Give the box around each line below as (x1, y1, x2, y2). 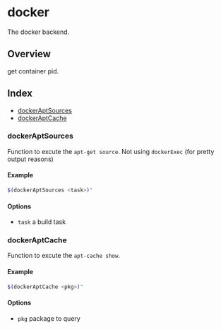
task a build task (17, 218, 66, 226)
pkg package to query (17, 314, 81, 322)
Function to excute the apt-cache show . (7, 252, 120, 260)
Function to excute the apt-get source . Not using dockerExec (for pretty (7, 147, 215, 155)
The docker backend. (7, 28, 70, 36)
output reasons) (7, 155, 54, 163)
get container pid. (7, 66, 59, 75)
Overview (7, 48, 52, 60)
